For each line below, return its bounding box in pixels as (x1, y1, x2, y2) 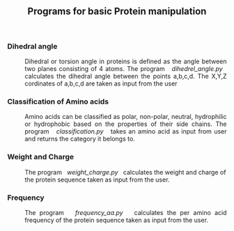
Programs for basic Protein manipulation (27, 6, 207, 17)
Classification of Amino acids (7, 97, 109, 106)
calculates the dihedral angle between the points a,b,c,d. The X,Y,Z (24, 72, 227, 81)
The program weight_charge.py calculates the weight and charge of (24, 168, 226, 176)
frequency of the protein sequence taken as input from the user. (24, 216, 209, 224)
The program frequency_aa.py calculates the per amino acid (24, 209, 227, 216)
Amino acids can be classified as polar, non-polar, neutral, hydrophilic (24, 113, 227, 121)
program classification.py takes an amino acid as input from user (24, 127, 227, 136)
